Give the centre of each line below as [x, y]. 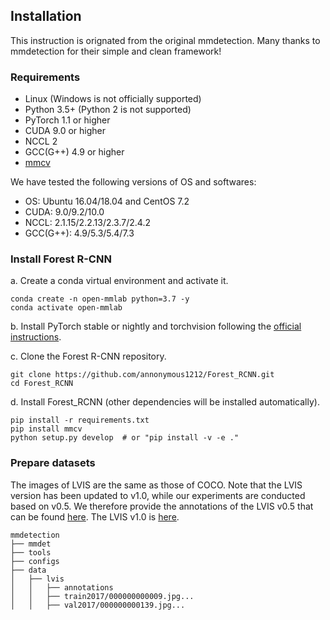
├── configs [35, 561]
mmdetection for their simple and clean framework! [116, 51]
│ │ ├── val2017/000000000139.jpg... [98, 605]
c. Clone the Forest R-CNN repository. [88, 356]
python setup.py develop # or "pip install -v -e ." [125, 438]
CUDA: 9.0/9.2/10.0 [64, 212]
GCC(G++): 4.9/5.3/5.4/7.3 [79, 233]
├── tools [31, 552]
